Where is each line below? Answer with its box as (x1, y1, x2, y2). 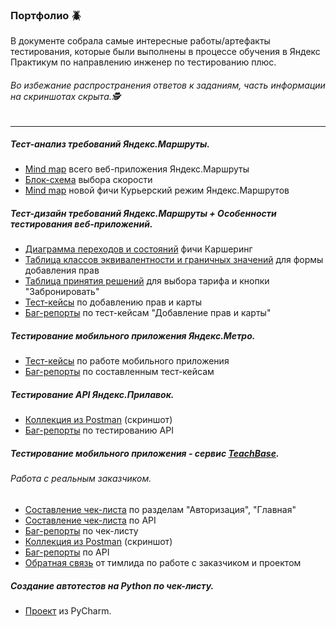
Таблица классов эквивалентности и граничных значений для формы (24, 254, 324, 266)
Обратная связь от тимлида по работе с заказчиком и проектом (24, 556, 302, 568)
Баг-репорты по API (24, 546, 110, 558)
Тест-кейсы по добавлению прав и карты (24, 296, 203, 308)
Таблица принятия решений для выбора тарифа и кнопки (24, 275, 270, 287)
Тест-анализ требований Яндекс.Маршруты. (10, 138, 210, 150)
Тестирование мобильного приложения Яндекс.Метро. (10, 330, 256, 342)
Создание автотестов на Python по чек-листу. (10, 579, 215, 592)
